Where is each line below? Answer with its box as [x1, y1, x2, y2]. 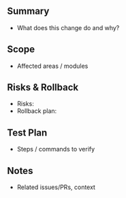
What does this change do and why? [16, 23, 120, 32]
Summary [7, 5, 50, 17]
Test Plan [7, 127, 48, 138]
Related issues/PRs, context [16, 183, 95, 191]
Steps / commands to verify [16, 145, 95, 153]
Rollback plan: [16, 107, 57, 115]
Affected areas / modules [16, 62, 89, 70]
